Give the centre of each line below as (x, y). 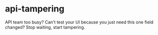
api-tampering (35, 9)
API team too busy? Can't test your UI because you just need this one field (79, 22)
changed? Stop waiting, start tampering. (45, 27)
